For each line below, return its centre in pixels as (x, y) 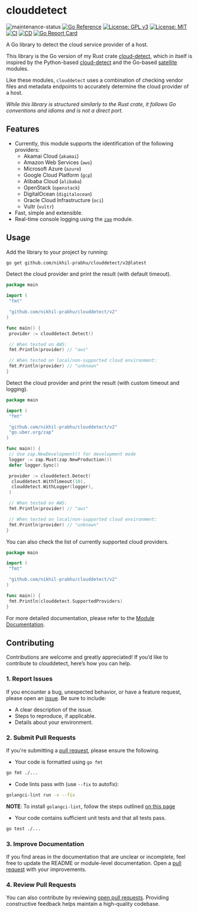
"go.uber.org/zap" (31, 432)
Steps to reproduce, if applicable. (55, 716)
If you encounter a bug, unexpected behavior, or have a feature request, (94, 692)
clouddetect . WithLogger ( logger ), (53, 487)
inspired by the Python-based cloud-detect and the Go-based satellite (92, 62)
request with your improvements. (46, 869)
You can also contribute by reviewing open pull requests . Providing (87, 898)
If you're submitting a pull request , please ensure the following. (83, 750)
